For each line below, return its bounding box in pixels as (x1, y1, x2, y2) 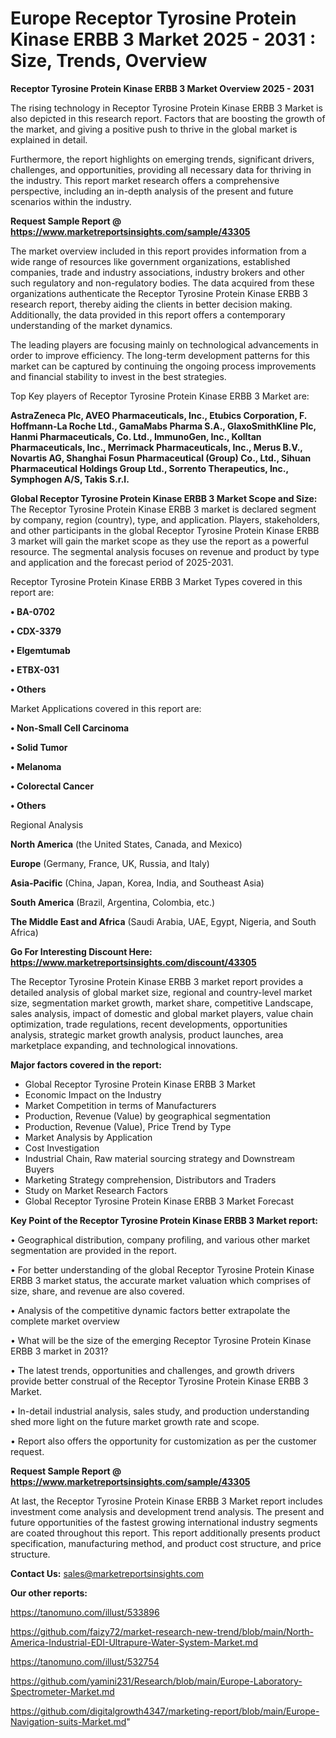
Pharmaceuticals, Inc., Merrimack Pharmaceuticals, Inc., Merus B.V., (10, 441, 303, 453)
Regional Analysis (10, 818, 84, 831)
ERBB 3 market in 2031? (10, 1345, 109, 1357)
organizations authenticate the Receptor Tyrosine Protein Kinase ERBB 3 (10, 287, 308, 299)
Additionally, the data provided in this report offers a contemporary (10, 308, 286, 321)
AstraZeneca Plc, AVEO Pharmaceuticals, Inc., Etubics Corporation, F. (10, 409, 308, 421)
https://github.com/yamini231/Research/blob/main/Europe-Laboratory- (10, 1675, 303, 1687)
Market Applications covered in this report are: (10, 702, 202, 714)
